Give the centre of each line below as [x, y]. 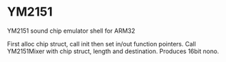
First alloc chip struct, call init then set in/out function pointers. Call [102, 44]
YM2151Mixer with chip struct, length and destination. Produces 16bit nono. [113, 51]
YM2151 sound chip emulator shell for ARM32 [71, 31]
